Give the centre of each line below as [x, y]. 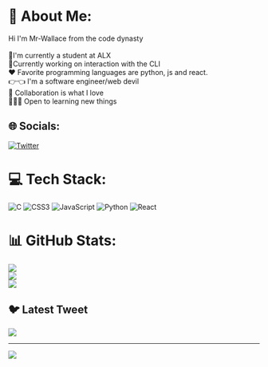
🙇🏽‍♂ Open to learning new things [63, 101]
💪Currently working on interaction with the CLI [85, 64]
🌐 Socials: [34, 126]
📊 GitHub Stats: [63, 241]
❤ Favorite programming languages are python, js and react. [108, 72]
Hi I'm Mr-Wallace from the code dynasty [76, 38]
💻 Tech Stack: [57, 179]
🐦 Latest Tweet [48, 310]
